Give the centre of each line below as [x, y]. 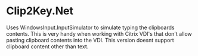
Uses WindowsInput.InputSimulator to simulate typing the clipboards [90, 27]
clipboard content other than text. [47, 46]
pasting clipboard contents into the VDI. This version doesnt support [90, 40]
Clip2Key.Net [40, 11]
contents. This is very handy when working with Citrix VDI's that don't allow [99, 33]
